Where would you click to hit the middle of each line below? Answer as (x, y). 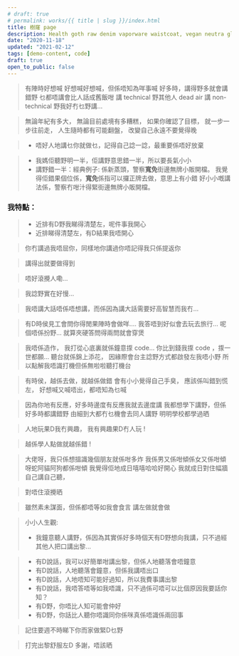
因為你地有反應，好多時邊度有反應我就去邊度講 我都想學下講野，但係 (125, 405)
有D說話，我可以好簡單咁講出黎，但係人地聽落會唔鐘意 (116, 561)
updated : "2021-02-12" (41, 47)
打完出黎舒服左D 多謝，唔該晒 (68, 645)
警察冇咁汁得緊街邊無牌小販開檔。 (104, 187)
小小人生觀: (41, 522)
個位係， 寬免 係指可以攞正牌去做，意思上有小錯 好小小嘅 (142, 178)
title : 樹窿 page (32, 27)
